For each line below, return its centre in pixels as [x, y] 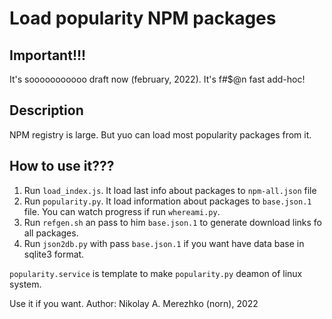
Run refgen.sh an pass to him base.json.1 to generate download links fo [172, 222]
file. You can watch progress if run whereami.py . [122, 211]
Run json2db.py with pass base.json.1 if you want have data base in [164, 243]
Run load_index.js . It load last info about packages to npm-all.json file [170, 190]
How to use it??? [62, 166]
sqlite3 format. [54, 254]
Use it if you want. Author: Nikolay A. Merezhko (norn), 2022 [134, 303]
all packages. [51, 233]
